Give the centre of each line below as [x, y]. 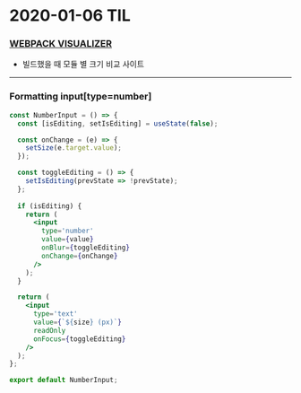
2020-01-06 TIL [70, 16]
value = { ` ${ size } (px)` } [77, 323]
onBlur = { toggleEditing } [86, 248]
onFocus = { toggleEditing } [79, 339]
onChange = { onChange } [80, 256]
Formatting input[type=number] [81, 97]
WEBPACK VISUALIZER [61, 44]
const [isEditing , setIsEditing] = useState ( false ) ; [118, 123]
